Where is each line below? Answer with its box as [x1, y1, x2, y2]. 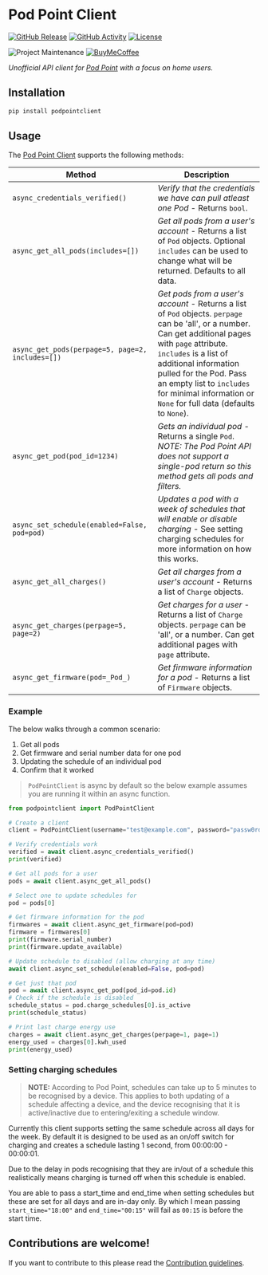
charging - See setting [157, 524, 243, 535]
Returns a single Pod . [157, 431, 235, 442]
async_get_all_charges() [12, 577, 107, 587]
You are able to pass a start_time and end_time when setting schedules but [8, 1188, 254, 1198]
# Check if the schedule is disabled [8, 994, 134, 1002]
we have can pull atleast [157, 193, 250, 204]
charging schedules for [157, 533, 245, 545]
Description [183, 169, 230, 180]
